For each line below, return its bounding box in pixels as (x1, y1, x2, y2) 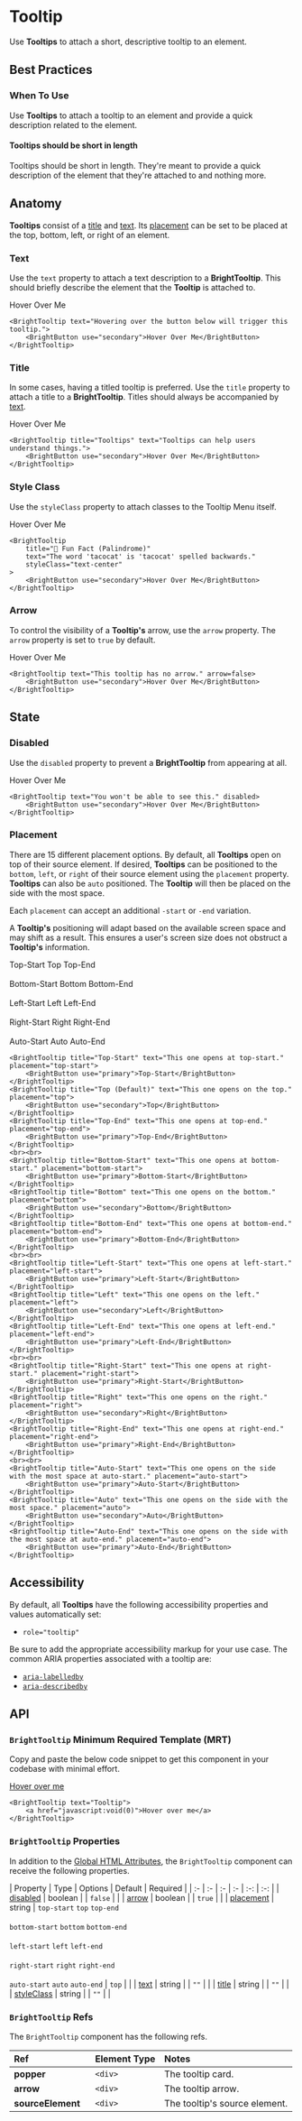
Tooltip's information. (9, 941, 90, 953)
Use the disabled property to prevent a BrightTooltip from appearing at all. (9, 757, 288, 768)
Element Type (95, 2052, 156, 2065)
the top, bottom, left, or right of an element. (9, 229, 170, 240)
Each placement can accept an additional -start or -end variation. (9, 905, 252, 916)
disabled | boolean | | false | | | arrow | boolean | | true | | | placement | (9, 1892, 275, 1903)
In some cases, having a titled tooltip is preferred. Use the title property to (9, 382, 290, 393)
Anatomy (9, 196, 62, 211)
